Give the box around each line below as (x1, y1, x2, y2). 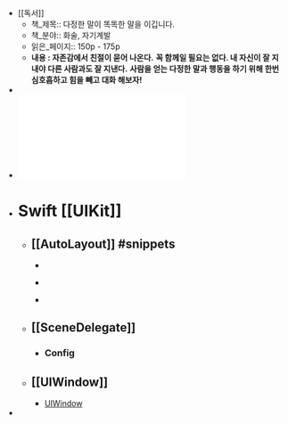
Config (44, 347, 76, 359)
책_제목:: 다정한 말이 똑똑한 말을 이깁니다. (30, 19, 176, 29)
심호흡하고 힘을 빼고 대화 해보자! (30, 75, 143, 85)
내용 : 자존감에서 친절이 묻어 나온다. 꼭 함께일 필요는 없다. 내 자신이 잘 (30, 53, 270, 62)
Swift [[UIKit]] (17, 201, 122, 221)
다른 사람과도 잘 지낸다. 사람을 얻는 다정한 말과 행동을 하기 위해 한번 (47, 63, 279, 74)
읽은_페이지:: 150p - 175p (30, 41, 120, 52)
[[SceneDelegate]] (30, 320, 136, 336)
